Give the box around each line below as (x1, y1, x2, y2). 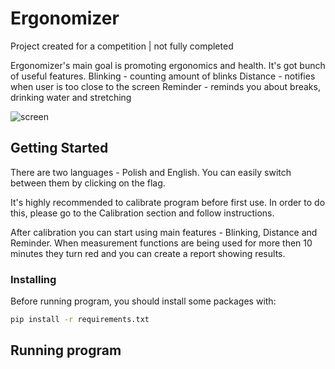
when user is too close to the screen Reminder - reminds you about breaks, (10, 80, 321, 92)
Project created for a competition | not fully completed (10, 40, 234, 52)
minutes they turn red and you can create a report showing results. (10, 247, 286, 259)
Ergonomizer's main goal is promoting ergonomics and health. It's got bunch (10, 59, 326, 71)
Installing (10, 272, 57, 286)
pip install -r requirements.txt (10, 315, 150, 325)
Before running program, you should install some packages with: (10, 295, 277, 307)
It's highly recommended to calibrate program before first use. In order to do (10, 196, 326, 208)
